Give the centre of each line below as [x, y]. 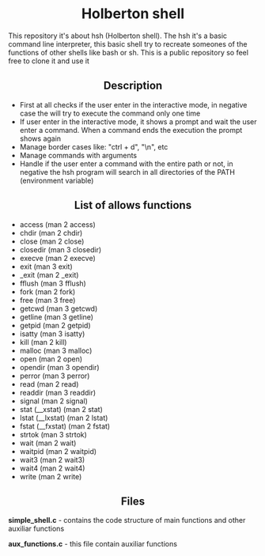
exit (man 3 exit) [46, 267]
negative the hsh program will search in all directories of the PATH [127, 172]
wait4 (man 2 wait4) [52, 468]
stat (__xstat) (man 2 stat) [61, 409]
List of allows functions [133, 205]
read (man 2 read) [49, 384]
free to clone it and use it [49, 61]
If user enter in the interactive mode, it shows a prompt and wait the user [138, 121]
